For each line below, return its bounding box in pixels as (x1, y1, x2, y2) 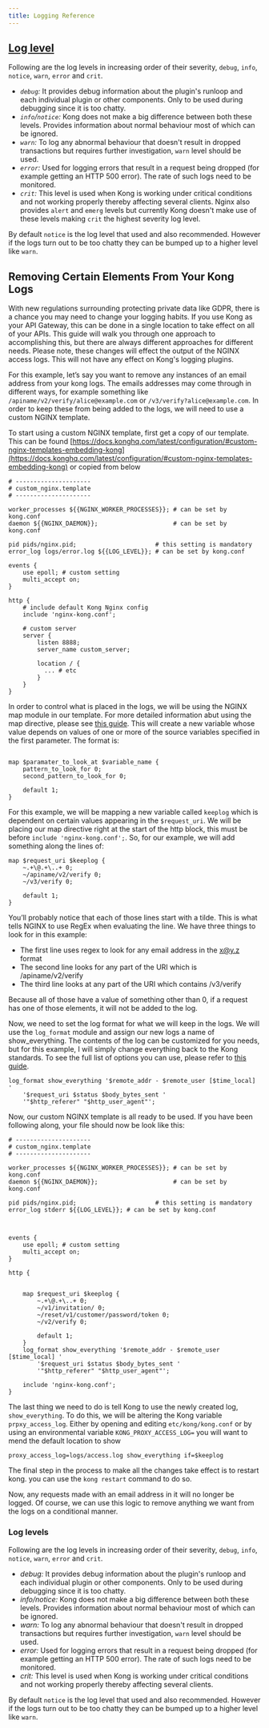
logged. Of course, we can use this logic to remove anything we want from (8, 1498, 255, 1508)
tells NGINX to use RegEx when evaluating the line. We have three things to (8, 921, 256, 931)
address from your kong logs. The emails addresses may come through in (8, 379, 252, 388)
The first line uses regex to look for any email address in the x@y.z (19, 945, 240, 955)
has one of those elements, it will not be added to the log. (8, 1004, 198, 1013)
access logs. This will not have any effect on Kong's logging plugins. (8, 355, 235, 364)
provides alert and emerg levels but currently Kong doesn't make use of (19, 206, 257, 215)
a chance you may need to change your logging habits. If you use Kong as (8, 312, 253, 322)
